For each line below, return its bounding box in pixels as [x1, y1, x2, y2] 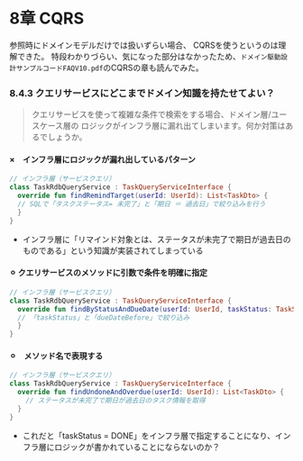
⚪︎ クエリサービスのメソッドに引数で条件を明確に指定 [9, 267, 208, 278]
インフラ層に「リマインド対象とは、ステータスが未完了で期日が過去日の [22, 233, 291, 244]
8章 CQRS [9, 8, 85, 29]
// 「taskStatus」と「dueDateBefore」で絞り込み [17, 312, 190, 322]
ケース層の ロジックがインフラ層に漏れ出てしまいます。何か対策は [39, 121, 286, 131]
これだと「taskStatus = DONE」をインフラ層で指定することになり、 [22, 429, 276, 441]
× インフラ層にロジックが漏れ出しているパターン [9, 154, 196, 165]
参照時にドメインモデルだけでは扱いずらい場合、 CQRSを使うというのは [9, 40, 279, 50]
